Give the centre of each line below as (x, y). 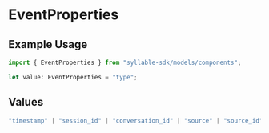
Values (26, 102)
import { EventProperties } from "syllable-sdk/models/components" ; (125, 62)
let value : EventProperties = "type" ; (73, 77)
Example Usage (48, 44)
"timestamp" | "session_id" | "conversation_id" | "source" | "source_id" (136, 121)
